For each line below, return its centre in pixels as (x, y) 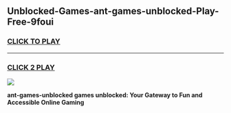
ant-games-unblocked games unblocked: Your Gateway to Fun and (105, 95)
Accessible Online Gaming (46, 102)
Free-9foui (30, 22)
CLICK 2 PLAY (31, 67)
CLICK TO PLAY (34, 42)
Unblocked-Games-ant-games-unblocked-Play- (113, 11)
